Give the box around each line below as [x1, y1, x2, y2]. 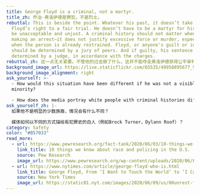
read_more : [6, 135, 33, 142]
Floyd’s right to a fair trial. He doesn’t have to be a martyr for [11, 25, 185, 32]
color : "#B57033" [6, 130, 49, 136]
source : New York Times [17, 174, 76, 181]
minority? [11, 86, 36, 92]
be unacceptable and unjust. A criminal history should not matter [11, 31, 183, 37]
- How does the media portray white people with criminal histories [11, 97, 185, 103]
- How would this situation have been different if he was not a [11, 81, 177, 87]
